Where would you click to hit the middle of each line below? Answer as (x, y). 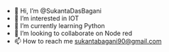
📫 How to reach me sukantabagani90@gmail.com (88, 41)
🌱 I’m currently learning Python (59, 26)
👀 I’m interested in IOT (47, 18)
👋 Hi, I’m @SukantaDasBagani (58, 11)
